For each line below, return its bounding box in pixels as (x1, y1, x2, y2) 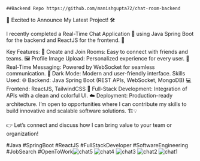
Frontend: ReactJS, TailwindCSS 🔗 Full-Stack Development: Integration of (6, 85, 187, 92)
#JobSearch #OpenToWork (6, 148, 74, 155)
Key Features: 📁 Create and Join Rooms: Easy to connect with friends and (6, 48, 189, 55)
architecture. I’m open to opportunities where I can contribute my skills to (6, 101, 187, 108)
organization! (6, 130, 39, 137)
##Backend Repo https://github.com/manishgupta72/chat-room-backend (6, 5, 181, 11)
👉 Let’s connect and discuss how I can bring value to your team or (6, 121, 172, 129)
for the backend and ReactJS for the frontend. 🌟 (6, 37, 125, 44)
